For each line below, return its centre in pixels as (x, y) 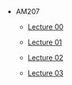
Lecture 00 (45, 27)
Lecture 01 (45, 42)
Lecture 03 (45, 73)
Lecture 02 (45, 58)
